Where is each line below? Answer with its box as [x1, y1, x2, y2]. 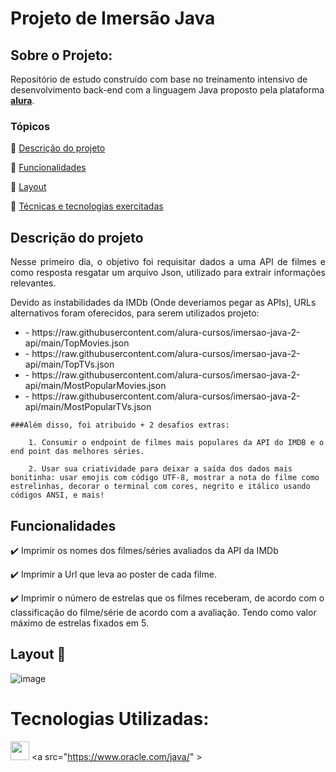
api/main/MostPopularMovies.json [24, 380, 167, 392]
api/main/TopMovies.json [24, 337, 130, 349]
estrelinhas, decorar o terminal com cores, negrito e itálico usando [10, 482, 311, 492]
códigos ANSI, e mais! [10, 490, 105, 501]
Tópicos [10, 119, 51, 133]
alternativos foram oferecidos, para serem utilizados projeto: [10, 307, 260, 319]
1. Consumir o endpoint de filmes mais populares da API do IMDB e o [28, 438, 325, 448]
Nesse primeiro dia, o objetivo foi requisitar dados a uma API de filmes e [10, 256, 326, 268]
